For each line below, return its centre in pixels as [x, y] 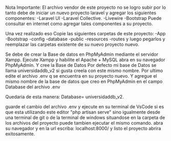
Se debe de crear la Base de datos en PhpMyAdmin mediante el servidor [82, 54]
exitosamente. [20, 134]
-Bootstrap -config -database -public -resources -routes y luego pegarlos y [85, 39]
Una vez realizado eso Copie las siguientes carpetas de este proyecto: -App [85, 33]
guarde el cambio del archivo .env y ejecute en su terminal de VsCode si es [85, 107]
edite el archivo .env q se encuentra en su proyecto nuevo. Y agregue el [81, 76]
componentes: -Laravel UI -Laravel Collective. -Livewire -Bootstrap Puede [83, 18]
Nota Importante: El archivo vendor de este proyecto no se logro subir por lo [86, 7]
